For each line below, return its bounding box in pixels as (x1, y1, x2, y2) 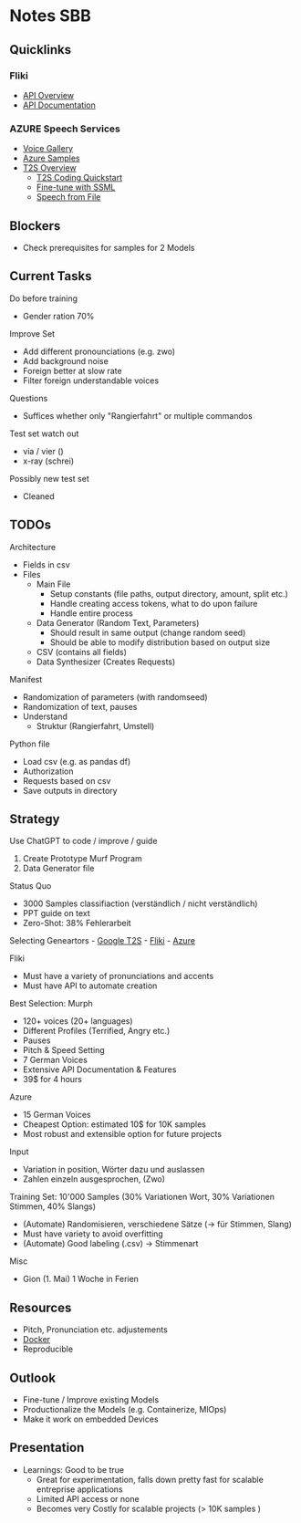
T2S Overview (22, 162, 77, 173)
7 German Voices (22, 1055, 88, 1066)
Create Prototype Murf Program (22, 853, 143, 864)
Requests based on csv (22, 775, 111, 786)
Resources (9, 1299, 72, 1315)
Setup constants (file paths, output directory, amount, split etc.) (49, 588, 289, 599)
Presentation (9, 1440, 85, 1455)
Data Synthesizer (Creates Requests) (36, 656, 176, 667)
